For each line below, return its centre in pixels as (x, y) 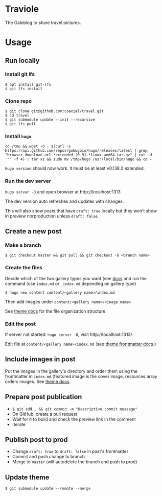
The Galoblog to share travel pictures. (43, 23)
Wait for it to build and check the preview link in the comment (74, 419)
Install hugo (18, 137)
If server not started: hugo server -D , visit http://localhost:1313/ (69, 334)
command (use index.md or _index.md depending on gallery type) (70, 283)
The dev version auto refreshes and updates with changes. (64, 201)
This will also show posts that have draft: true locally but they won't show (81, 211)
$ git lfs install (24, 89)
